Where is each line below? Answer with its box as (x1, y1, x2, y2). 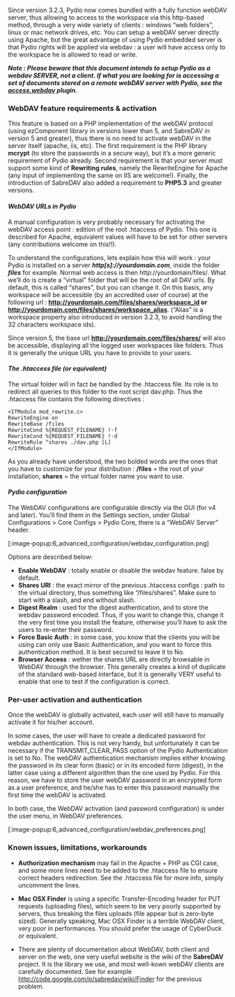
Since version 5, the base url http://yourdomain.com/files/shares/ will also (8, 333, 226, 342)
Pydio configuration (8, 488, 67, 496)
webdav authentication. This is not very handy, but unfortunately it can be (8, 739, 220, 747)
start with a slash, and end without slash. (17, 596, 136, 604)
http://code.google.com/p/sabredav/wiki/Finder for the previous (17, 975, 202, 983)
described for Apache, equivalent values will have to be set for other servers (8, 232, 228, 241)
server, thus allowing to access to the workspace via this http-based (8, 13, 204, 22)
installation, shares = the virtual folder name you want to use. (8, 472, 184, 480)
